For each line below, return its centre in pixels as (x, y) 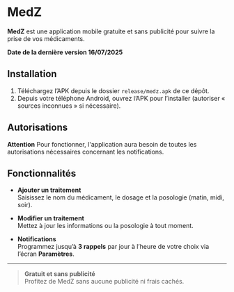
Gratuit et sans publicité (60, 274)
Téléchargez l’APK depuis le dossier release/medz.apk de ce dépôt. (113, 90)
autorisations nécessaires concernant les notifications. (86, 152)
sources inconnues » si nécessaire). (69, 106)
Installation (32, 74)
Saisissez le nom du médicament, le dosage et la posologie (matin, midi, (120, 197)
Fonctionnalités (42, 173)
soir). (25, 205)
